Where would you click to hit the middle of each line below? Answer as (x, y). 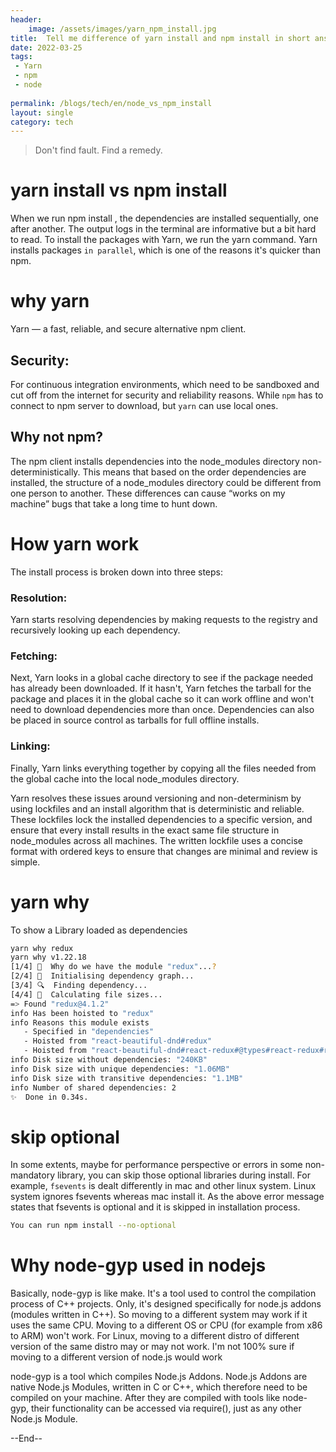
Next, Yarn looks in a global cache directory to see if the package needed (162, 678)
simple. (25, 862)
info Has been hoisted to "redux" (82, 1013)
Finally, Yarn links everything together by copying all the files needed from (163, 768)
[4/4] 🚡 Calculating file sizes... (86, 994)
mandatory (33, 1175)
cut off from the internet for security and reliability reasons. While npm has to (167, 395)
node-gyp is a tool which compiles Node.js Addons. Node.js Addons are (159, 1377)
